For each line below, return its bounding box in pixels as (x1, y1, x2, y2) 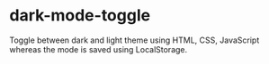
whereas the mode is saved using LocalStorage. (9, 44, 188, 54)
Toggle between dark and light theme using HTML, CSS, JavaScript (9, 35, 260, 45)
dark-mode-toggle (9, 5, 151, 26)
